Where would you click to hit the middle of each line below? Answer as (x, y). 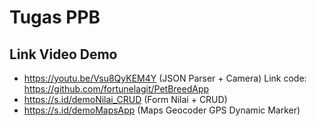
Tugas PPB (55, 17)
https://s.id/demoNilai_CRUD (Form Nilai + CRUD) (125, 99)
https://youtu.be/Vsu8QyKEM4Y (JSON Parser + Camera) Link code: (165, 78)
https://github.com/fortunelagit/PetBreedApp (116, 89)
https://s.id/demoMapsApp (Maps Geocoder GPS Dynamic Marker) (162, 110)
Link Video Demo (63, 54)
